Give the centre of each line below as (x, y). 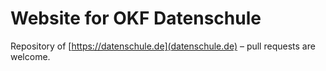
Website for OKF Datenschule (136, 18)
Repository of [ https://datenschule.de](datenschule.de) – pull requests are (163, 46)
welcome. (30, 56)
